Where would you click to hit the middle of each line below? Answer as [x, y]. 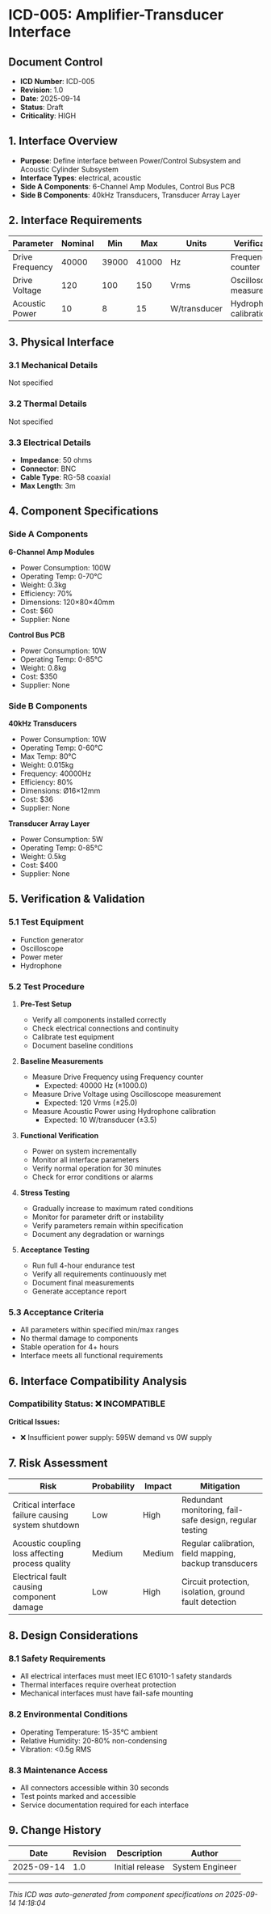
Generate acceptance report [79, 1291]
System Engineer [204, 1866]
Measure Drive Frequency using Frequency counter [118, 1077]
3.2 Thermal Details [48, 404]
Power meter [41, 957]
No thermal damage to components [79, 1338]
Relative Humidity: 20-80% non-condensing [94, 1740]
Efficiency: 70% [46, 593]
